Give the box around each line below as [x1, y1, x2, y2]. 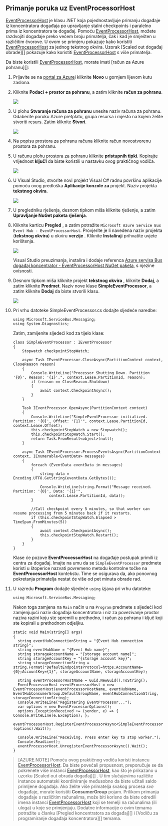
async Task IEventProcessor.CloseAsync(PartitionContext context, [22, 357, 163, 362]
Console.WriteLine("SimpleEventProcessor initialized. [31, 414, 148, 419]
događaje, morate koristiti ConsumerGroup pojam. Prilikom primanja [17, 788, 159, 794]
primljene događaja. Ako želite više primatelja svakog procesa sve [17, 783, 154, 789]
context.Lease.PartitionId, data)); [48, 493, 125, 498]
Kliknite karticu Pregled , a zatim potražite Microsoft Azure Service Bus [12, 222, 161, 228]
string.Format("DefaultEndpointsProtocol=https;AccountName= [12, 665, 143, 670]
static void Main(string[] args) [12, 630, 83, 635]
